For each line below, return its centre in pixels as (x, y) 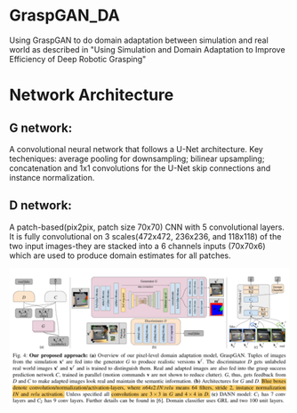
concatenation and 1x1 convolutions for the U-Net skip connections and (140, 168)
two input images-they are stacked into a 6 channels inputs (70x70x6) (137, 246)
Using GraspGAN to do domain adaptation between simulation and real (139, 40)
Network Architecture (92, 95)
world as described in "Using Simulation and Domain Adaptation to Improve (148, 49)
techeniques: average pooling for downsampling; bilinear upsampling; (137, 158)
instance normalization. (52, 177)
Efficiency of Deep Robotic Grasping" (78, 59)
